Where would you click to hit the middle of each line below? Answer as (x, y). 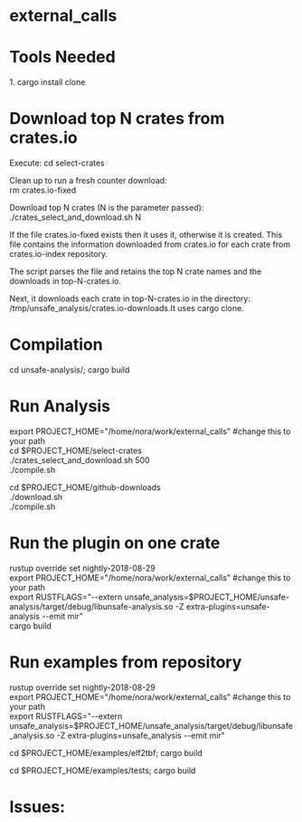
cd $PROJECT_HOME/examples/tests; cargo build (103, 770)
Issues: (38, 807)
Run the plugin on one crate (115, 543)
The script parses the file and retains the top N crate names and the (136, 271)
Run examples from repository (126, 662)
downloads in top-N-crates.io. (66, 281)
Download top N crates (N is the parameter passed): (107, 208)
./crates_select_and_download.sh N (75, 217)
